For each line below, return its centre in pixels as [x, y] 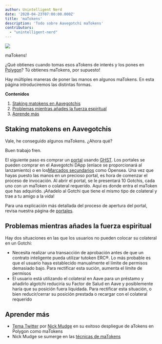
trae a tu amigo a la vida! [30, 196]
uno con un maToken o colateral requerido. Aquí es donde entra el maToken [81, 185]
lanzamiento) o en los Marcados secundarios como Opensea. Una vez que [79, 170]
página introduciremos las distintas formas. [48, 84]
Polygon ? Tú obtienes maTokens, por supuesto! [53, 70]
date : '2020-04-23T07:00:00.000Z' [40, 14]
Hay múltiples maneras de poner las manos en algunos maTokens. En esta [80, 79]
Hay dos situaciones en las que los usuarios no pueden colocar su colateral [81, 238]
